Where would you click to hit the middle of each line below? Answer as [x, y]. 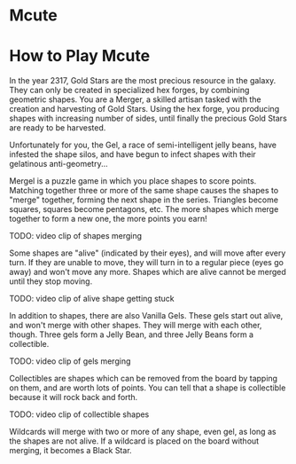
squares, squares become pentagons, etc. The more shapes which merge [144, 209]
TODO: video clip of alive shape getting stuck [92, 299]
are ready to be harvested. [58, 128]
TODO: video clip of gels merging [70, 361]
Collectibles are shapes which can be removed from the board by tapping [143, 379]
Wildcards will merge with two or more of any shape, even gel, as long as [143, 432]
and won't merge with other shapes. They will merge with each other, [136, 326]
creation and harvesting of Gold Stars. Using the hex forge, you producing [144, 109]
